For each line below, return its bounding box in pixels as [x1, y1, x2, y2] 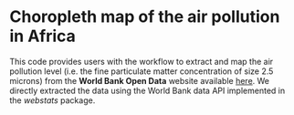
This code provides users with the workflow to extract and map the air [9, 56, 274, 67]
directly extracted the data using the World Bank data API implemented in [9, 85, 286, 96]
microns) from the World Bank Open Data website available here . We [9, 75, 270, 86]
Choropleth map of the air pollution [9, 6, 280, 27]
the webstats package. [9, 94, 96, 106]
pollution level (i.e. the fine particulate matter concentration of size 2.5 [9, 66, 274, 77]
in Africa [9, 26, 76, 47]
